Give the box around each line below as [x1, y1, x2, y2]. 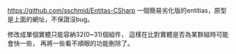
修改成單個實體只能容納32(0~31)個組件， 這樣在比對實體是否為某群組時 [7, 31, 217, 38]
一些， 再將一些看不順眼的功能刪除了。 [19, 39, 134, 48]
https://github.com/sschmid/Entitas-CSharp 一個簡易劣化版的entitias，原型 [7, 6, 227, 14]
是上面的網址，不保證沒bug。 [7, 15, 94, 23]
